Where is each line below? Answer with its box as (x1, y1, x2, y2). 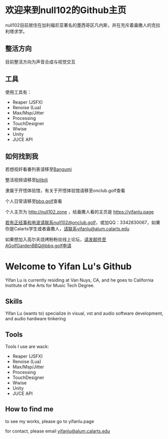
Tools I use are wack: (5, 343, 49, 349)
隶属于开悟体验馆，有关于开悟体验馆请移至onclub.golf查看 (5, 187, 125, 193)
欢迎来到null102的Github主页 (5, 5, 127, 16)
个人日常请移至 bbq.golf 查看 (5, 198, 63, 204)
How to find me (5, 405, 54, 413)
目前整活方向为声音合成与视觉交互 (5, 59, 76, 65)
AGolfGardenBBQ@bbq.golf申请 (5, 243, 72, 249)
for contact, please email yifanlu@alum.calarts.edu (5, 428, 110, 434)
